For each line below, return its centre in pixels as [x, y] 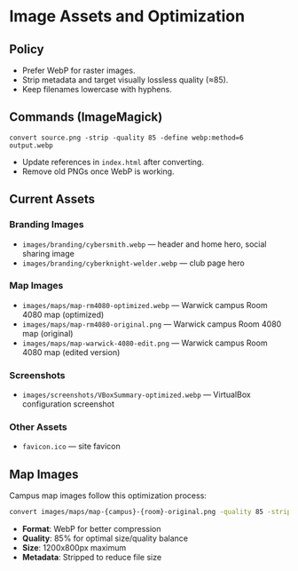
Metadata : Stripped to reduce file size [92, 558]
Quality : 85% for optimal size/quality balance [105, 538]
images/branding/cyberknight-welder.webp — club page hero [133, 263]
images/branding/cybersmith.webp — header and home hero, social [144, 244]
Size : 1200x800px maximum [74, 548]
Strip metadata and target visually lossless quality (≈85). [125, 80]
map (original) [47, 333]
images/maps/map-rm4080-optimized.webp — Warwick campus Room [145, 305]
